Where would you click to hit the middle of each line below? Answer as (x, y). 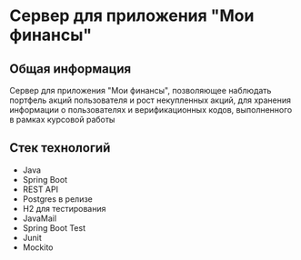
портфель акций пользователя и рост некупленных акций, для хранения (150, 100)
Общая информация (70, 69)
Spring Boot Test (54, 227)
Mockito (38, 247)
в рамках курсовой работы (62, 120)
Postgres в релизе (57, 199)
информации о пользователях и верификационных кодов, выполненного (151, 110)
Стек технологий (60, 148)
